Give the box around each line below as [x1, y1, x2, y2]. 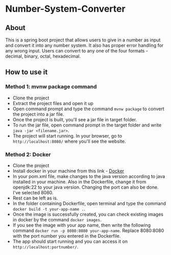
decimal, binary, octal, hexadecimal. [5, 53, 81, 59]
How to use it [5, 68, 48, 76]
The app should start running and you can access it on [12, 238, 128, 244]
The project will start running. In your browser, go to [12, 133, 123, 139]
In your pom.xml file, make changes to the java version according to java [12, 173, 165, 179]
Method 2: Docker [5, 151, 51, 158]
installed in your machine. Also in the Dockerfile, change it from [12, 178, 146, 185]
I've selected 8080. [12, 189, 54, 195]
